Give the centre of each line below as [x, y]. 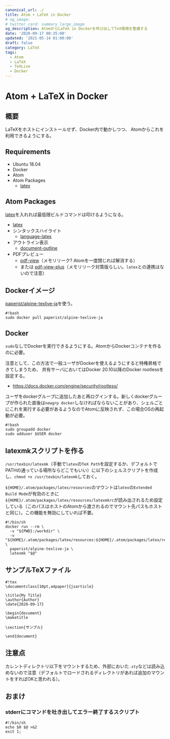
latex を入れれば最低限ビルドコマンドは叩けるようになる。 [66, 214]
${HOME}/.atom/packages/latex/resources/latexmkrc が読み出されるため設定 [84, 500]
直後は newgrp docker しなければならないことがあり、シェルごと [97, 403]
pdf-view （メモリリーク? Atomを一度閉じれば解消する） [79, 260]
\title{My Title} [24, 595]
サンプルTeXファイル [38, 570]
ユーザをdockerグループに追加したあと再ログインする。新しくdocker [77, 396]
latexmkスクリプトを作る [45, 451]
